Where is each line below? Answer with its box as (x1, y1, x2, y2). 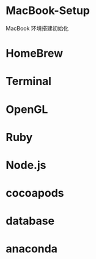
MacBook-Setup (6, 4, 90, 18)
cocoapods (6, 186, 64, 200)
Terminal (6, 75, 52, 89)
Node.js (6, 158, 46, 172)
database (6, 214, 55, 228)
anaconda (6, 242, 57, 256)
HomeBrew (6, 46, 64, 60)
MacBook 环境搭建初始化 (6, 24, 69, 32)
